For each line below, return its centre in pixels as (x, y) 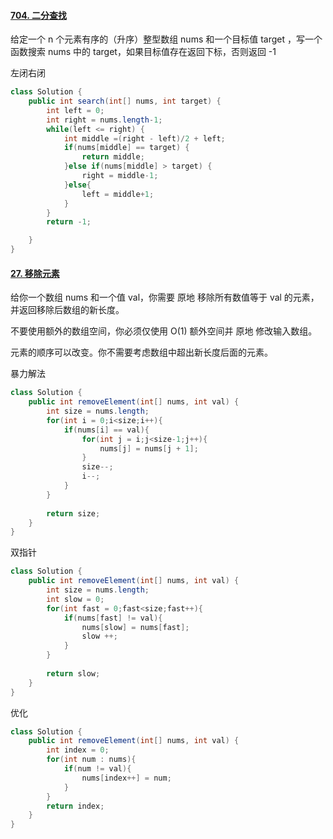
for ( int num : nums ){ (91, 760)
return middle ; (113, 157)
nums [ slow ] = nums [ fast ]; (135, 627)
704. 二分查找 (38, 15)
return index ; (75, 806)
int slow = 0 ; (75, 599)
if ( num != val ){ (97, 769)
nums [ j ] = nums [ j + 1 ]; (149, 448)
